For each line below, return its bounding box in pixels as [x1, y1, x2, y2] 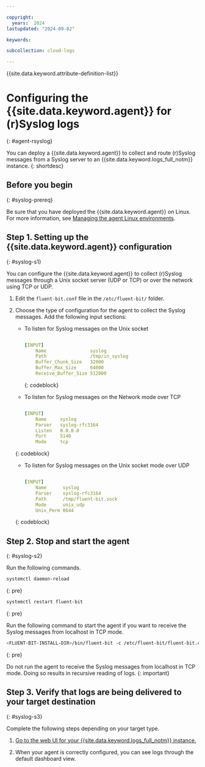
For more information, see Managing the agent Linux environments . [6, 215, 176, 222]
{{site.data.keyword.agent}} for [6, 105, 172, 118]
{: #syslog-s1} [6, 258, 41, 265]
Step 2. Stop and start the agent [6, 536, 130, 546]
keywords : [6, 37, 32, 43]
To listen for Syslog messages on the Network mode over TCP [24, 393, 181, 400]
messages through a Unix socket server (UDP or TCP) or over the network [6, 276, 193, 284]
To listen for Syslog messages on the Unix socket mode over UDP [24, 462, 190, 469]
